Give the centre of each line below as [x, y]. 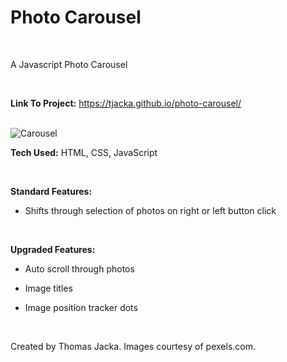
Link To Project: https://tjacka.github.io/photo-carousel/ [126, 103]
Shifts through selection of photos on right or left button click [150, 210]
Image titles [48, 288]
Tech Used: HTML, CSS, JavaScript [84, 152]
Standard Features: [51, 191]
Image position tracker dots [81, 307]
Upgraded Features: [53, 249]
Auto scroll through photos [79, 268]
